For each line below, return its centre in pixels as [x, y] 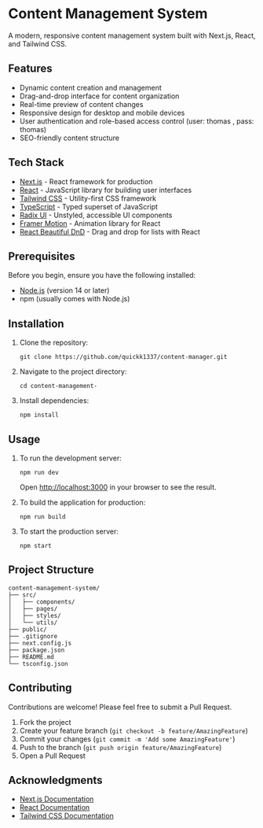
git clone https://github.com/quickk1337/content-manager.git [123, 357]
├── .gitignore [33, 636]
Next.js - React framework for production [86, 181]
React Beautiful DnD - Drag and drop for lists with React [110, 231]
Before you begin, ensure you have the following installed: [102, 275]
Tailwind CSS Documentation [66, 816]
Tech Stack [36, 163]
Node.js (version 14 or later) [64, 290]
